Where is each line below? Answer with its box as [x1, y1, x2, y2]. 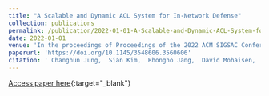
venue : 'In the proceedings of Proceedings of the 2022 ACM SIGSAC [8, 42, 239, 50]
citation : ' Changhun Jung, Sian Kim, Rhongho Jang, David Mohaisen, [8, 57, 256, 65]
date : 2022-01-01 [8, 34, 66, 42]
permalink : [8, 26, 45, 34]
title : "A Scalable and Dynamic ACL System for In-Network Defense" [8, 11, 242, 20]
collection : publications [8, 19, 94, 27]
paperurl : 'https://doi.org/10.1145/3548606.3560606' [8, 49, 192, 57]
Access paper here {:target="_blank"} [8, 78, 131, 88]
